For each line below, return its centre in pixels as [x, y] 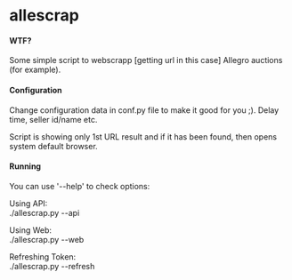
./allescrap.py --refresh [52, 266]
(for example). [35, 70]
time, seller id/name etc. [53, 119]
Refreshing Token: [43, 256]
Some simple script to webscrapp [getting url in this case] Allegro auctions [146, 60]
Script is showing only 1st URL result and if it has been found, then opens [143, 136]
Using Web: [30, 230]
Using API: [28, 203]
